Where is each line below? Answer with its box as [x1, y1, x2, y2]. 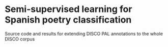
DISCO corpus [5, 36, 35, 42]
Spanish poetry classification [5, 14, 132, 25]
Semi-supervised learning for [5, 3, 132, 15]
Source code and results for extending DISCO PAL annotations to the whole [5, 30, 163, 36]
